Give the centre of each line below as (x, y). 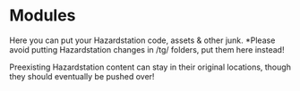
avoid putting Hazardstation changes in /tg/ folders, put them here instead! (147, 49)
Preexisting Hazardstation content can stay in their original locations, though (150, 67)
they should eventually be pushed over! (82, 76)
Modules (43, 16)
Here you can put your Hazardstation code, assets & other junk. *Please (142, 40)
